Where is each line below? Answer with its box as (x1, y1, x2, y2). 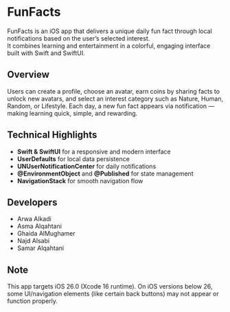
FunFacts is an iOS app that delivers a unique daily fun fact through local (7, 27, 213, 35)
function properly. (7, 297, 58, 305)
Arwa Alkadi (16, 215, 51, 223)
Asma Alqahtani (16, 222, 62, 231)
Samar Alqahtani (16, 244, 64, 252)
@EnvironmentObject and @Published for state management (16, 169, 194, 178)
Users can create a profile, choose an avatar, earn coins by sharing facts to (7, 87, 220, 95)
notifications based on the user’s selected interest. (7, 34, 150, 42)
